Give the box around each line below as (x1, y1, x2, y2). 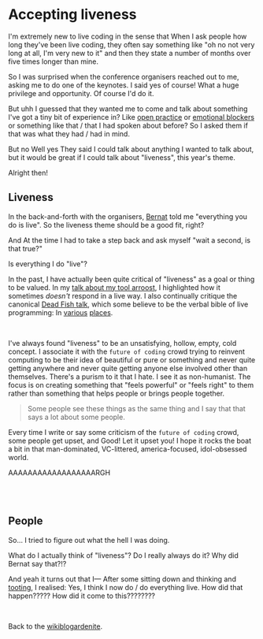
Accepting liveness (8, 6, 137, 24)
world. (8, 452, 29, 462)
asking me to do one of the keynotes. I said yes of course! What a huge (8, 80, 239, 90)
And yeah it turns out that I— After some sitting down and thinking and (8, 574, 236, 584)
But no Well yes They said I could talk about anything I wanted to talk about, (8, 144, 254, 154)
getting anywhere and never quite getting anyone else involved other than (8, 363, 248, 373)
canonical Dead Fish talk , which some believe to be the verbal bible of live (8, 299, 249, 309)
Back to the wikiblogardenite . (8, 621, 103, 631)
